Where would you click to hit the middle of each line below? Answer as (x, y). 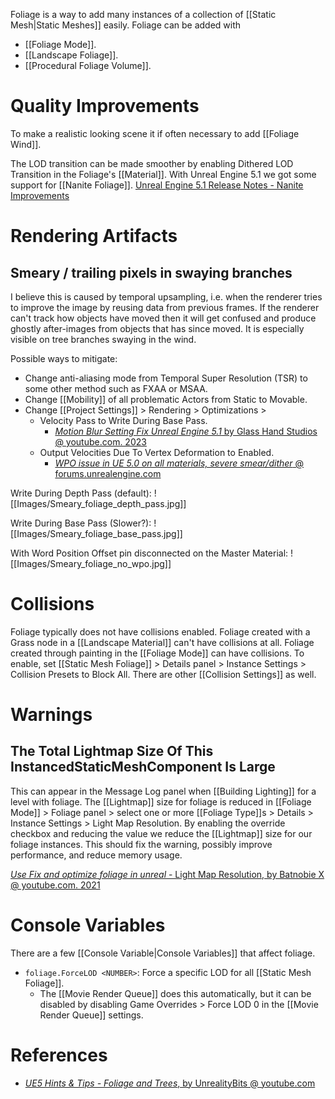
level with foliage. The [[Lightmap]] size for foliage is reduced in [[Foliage (161, 801)
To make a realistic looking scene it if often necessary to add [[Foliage (155, 133)
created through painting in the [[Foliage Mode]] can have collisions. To (157, 653)
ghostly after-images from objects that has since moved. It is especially (157, 328)
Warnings (51, 715)
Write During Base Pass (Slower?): (81, 523)
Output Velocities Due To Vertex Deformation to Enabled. (157, 452)
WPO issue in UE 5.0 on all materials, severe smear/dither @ (179, 463)
